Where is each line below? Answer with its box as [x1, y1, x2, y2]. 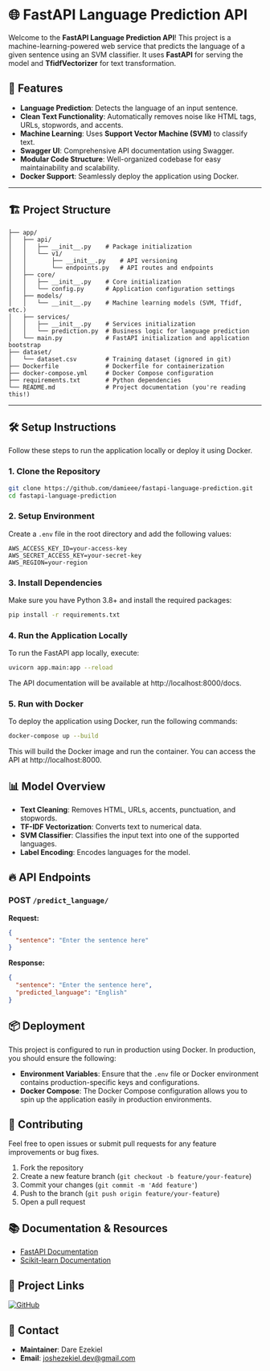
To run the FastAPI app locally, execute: [8, 649, 140, 658]
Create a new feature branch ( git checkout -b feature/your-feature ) [19, 1172, 252, 1181]
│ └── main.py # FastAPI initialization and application [8, 334, 250, 342]
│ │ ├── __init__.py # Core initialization [8, 277, 182, 286]
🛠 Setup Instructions [8, 420, 117, 434]
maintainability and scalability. [19, 162, 121, 172]
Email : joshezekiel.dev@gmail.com [19, 1353, 136, 1363]
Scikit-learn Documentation [19, 1255, 111, 1265]
